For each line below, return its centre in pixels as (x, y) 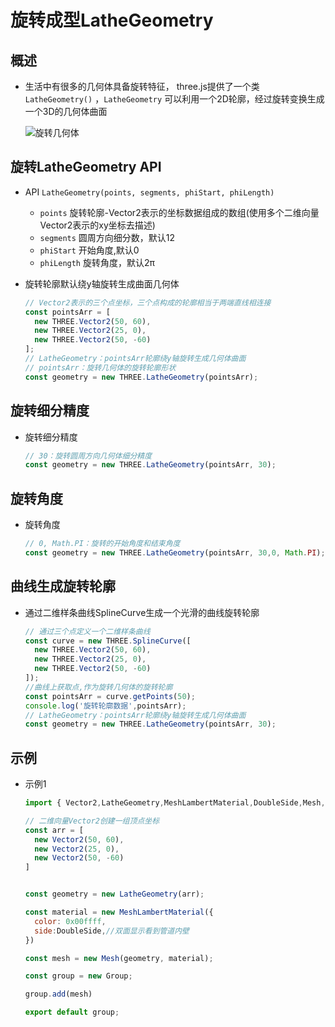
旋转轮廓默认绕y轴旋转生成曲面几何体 (102, 283)
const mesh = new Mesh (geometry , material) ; (119, 958)
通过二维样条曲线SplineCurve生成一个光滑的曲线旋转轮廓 (142, 612)
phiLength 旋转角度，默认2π (97, 262)
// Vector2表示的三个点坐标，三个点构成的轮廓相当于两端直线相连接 (148, 302)
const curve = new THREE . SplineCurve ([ (108, 641)
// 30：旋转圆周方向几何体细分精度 (88, 456)
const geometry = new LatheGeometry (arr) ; (114, 894)
